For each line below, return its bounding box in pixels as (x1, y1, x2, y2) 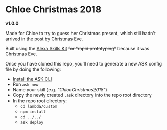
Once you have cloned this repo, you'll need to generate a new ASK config (5, 60, 162, 67)
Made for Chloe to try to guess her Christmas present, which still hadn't (5, 30, 156, 36)
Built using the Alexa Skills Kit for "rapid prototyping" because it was (5, 45, 150, 51)
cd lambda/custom (20, 104, 58, 109)
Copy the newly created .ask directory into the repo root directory (12, 92, 152, 98)
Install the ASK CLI (12, 76, 52, 82)
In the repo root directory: (12, 97, 67, 104)
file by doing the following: (5, 66, 61, 72)
